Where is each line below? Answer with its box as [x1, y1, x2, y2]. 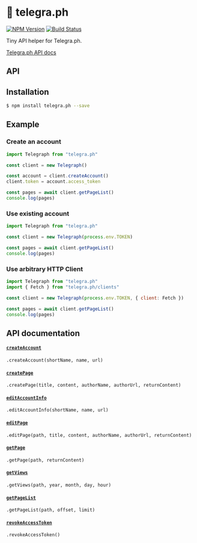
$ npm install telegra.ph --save [6, 103, 90, 109]
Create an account [6, 138, 61, 146]
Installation [6, 87, 49, 97]
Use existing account [6, 209, 70, 218]
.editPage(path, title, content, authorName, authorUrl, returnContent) [6, 432, 192, 438]
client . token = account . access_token [6, 179, 101, 185]
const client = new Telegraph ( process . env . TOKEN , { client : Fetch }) [6, 295, 184, 301]
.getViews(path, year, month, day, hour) [6, 482, 112, 488]
